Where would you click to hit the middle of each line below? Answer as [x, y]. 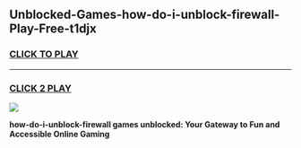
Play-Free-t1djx [53, 29]
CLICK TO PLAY [44, 55]
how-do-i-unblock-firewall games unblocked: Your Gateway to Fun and [145, 124]
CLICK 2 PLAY [40, 88]
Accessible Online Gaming [60, 134]
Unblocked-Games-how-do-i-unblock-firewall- [145, 15]
